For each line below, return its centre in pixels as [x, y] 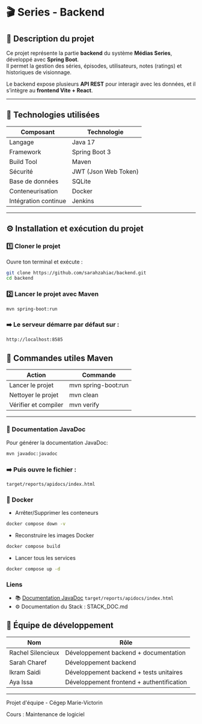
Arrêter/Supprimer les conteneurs [57, 513]
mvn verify [84, 405]
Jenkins [83, 201]
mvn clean [84, 395]
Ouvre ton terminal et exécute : [44, 262]
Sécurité [21, 171]
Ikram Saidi [25, 672]
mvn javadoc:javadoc [32, 453]
